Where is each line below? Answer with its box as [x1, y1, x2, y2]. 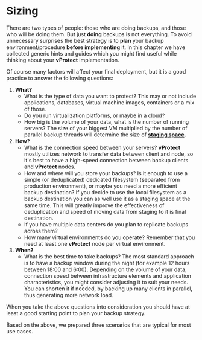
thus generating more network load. [24, 291, 113, 298]
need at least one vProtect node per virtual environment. [24, 240, 166, 247]
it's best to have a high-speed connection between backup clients [24, 156, 189, 164]
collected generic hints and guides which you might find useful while [6, 50, 177, 57]
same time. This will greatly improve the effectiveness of [24, 201, 165, 209]
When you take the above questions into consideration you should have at [6, 303, 191, 310]
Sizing [6, 4, 39, 18]
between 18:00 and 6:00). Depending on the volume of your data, [24, 266, 187, 273]
